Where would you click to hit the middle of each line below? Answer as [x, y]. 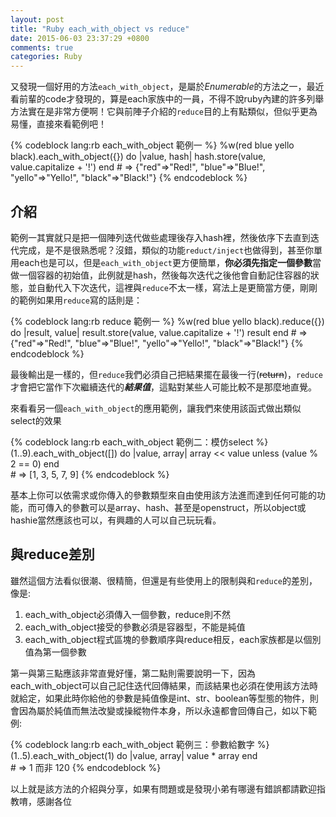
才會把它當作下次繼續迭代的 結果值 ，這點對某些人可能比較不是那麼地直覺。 [163, 387]
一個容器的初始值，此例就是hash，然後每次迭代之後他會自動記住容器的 [164, 275]
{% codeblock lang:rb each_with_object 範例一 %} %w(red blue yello [152, 145]
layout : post [37, 19]
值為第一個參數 [55, 652]
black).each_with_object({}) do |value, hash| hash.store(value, [138, 157]
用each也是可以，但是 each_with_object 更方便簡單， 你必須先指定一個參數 [161, 262]
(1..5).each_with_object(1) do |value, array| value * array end [134, 755]
